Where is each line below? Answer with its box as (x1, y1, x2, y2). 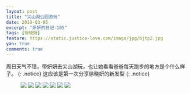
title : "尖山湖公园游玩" (6, 14, 60, 20)
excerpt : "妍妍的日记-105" (6, 24, 67, 31)
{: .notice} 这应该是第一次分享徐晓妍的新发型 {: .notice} (17, 70, 150, 77)
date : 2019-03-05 (6, 19, 48, 25)
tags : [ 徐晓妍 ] (6, 30, 41, 36)
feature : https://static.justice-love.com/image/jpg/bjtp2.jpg (6, 35, 164, 41)
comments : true (6, 46, 43, 52)
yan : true (6, 41, 30, 47)
